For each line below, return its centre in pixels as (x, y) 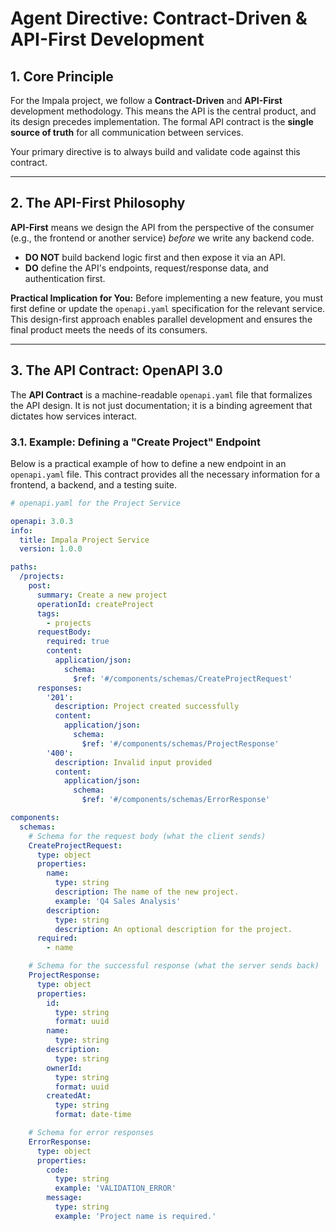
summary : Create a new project (102, 595)
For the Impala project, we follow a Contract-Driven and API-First (146, 100)
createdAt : (69, 1096)
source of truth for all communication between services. (127, 132)
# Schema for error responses (91, 1133)
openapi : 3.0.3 (42, 521)
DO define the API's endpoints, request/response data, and (146, 268)
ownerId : (64, 1068)
